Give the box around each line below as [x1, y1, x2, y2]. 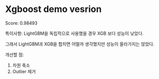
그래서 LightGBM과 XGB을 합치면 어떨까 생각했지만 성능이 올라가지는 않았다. [5, 41, 154, 47]
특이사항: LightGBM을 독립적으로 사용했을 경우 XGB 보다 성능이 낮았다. [5, 30, 144, 36]
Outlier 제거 [12, 68, 36, 74]
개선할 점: [5, 51, 24, 57]
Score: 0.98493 [5, 20, 37, 26]
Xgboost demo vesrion [5, 3, 102, 15]
